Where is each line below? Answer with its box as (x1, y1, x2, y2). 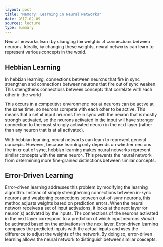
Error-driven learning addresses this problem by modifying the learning (5, 184, 148, 190)
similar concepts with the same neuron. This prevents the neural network (5, 152, 152, 158)
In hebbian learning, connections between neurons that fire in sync (5, 76, 140, 82)
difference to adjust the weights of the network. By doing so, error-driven (5, 231, 153, 237)
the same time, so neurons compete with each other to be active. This (5, 106, 146, 112)
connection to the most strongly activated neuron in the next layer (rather (5, 122, 153, 127)
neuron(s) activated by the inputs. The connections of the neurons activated (5, 210, 159, 216)
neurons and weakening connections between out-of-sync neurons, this (5, 195, 150, 201)
